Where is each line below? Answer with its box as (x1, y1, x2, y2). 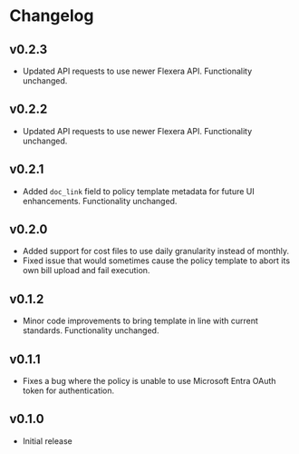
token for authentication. (22, 385, 115, 396)
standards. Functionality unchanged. (22, 325, 159, 336)
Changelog (9, 5, 94, 26)
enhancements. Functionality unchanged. (22, 195, 178, 206)
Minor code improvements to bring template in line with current (22, 315, 258, 327)
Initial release (22, 435, 72, 446)
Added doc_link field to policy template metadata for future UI (22, 185, 256, 196)
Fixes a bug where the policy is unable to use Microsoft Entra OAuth (22, 376, 276, 387)
